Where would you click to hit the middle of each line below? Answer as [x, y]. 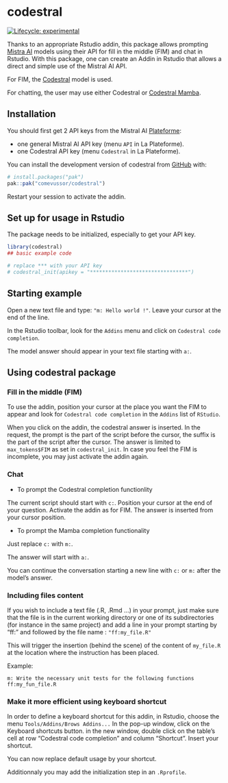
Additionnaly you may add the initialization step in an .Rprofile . [97, 772]
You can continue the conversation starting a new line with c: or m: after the [114, 570]
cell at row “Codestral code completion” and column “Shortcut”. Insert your [113, 738]
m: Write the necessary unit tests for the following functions [101, 678]
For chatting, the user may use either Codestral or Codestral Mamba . [104, 92]
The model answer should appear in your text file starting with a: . [99, 351]
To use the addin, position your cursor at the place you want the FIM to [107, 407]
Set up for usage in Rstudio [66, 217]
